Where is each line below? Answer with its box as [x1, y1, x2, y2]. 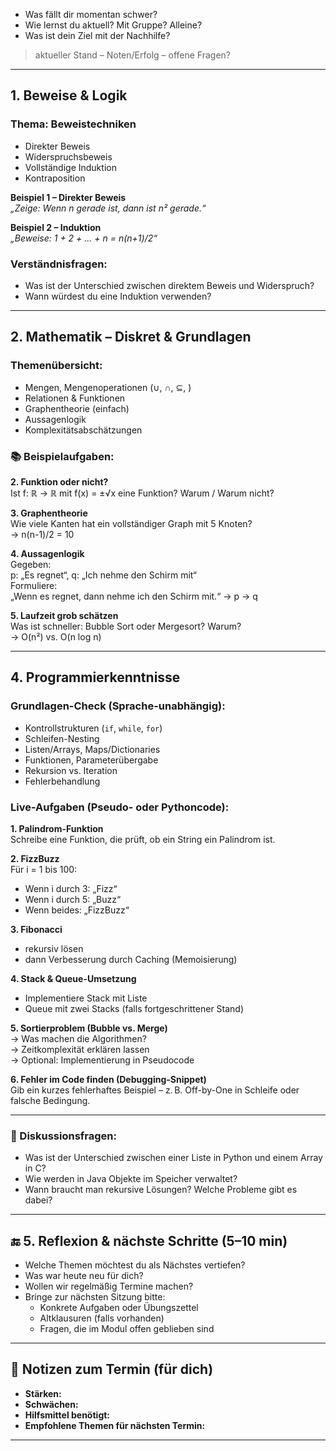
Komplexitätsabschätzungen [24, 424, 143, 436]
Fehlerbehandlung [24, 775, 101, 787]
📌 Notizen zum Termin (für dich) [10, 1361, 214, 1378]
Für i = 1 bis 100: [10, 863, 78, 875]
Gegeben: [10, 558, 52, 570]
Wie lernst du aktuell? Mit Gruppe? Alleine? [24, 19, 203, 31]
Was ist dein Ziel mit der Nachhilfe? [24, 30, 171, 41]
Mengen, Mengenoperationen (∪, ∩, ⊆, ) [24, 381, 192, 393]
